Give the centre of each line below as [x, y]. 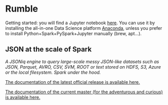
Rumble [22, 9]
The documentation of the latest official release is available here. [73, 82]
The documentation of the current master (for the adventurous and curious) [84, 92]
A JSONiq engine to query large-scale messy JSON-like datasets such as [82, 62]
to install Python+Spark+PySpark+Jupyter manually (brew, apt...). [73, 33]
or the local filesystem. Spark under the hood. [53, 72]
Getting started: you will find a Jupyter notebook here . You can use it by [80, 23]
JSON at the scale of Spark [49, 49]
